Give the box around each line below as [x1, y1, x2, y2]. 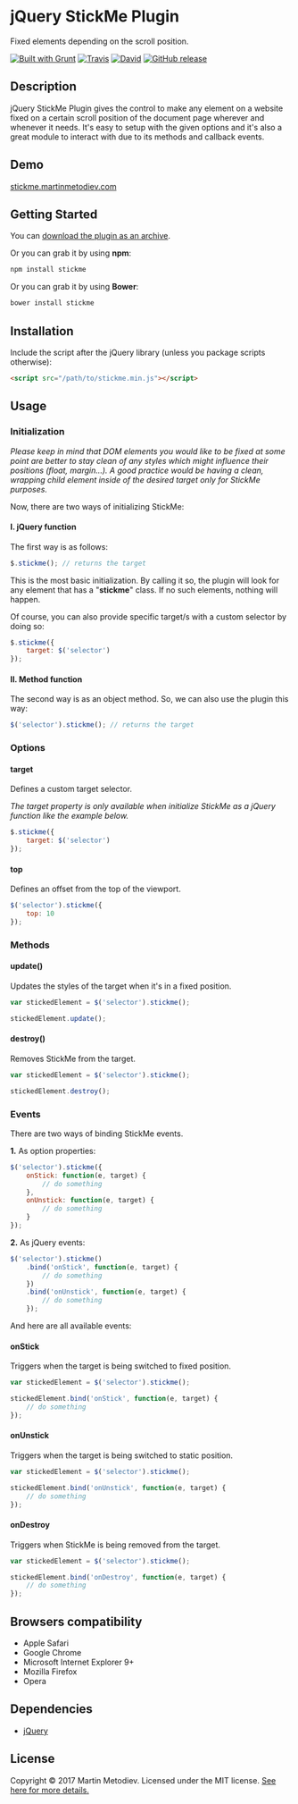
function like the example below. [10, 811, 128, 822]
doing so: [10, 620, 45, 631]
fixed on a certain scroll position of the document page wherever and [10, 112, 265, 122]
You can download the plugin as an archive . [10, 231, 170, 241]
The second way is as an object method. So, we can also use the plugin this [10, 694, 289, 704]
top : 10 [26, 909, 54, 918]
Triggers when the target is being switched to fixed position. [10, 1361, 231, 1371]
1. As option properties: [10, 1145, 96, 1156]
